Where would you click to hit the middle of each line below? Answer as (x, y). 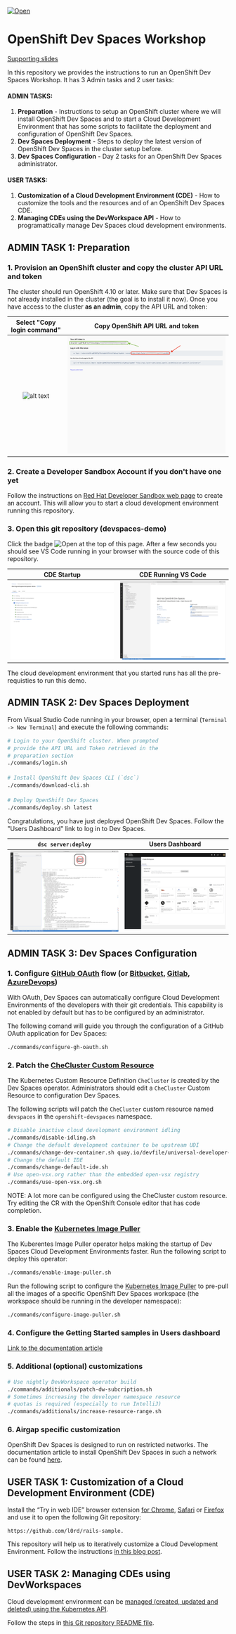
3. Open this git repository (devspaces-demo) (87, 529)
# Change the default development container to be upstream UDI (103, 1145)
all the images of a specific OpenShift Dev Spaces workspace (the (103, 1294)
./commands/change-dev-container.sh (61, 1152)
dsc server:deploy (64, 844)
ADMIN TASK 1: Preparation (69, 247)
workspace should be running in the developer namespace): (94, 1301)
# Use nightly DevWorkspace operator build (72, 1382)
